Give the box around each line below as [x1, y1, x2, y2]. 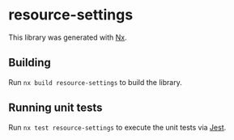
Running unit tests [8, 101, 103, 115]
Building [8, 56, 51, 70]
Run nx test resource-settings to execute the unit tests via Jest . [8, 122, 227, 132]
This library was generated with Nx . [8, 32, 127, 42]
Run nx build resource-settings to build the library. [8, 77, 182, 87]
